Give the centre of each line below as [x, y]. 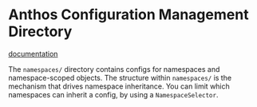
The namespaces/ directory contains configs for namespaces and [114, 69]
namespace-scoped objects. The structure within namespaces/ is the [120, 77]
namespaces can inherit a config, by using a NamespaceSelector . [113, 94]
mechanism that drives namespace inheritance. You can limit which [119, 86]
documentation [33, 53]
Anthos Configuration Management [128, 15]
